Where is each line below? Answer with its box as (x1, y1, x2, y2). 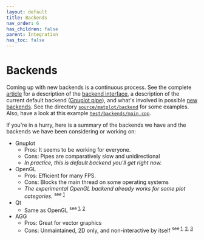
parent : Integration (6, 32, 59, 38)
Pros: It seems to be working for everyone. (24, 146, 131, 153)
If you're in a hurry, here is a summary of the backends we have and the (6, 121, 186, 129)
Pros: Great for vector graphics (24, 219, 102, 227)
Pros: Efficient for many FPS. (24, 172, 96, 179)
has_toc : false (6, 37, 45, 43)
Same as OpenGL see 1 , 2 (24, 205, 86, 214)
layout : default (6, 9, 47, 15)
